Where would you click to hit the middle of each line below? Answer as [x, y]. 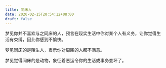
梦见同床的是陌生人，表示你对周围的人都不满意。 [55, 50]
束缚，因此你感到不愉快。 [40, 39]
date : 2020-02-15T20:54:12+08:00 [40, 14]
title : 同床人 [19, 10]
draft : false [19, 19]
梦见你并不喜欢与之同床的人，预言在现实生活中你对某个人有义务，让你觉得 [81, 34]
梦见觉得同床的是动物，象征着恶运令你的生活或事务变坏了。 [66, 61]
